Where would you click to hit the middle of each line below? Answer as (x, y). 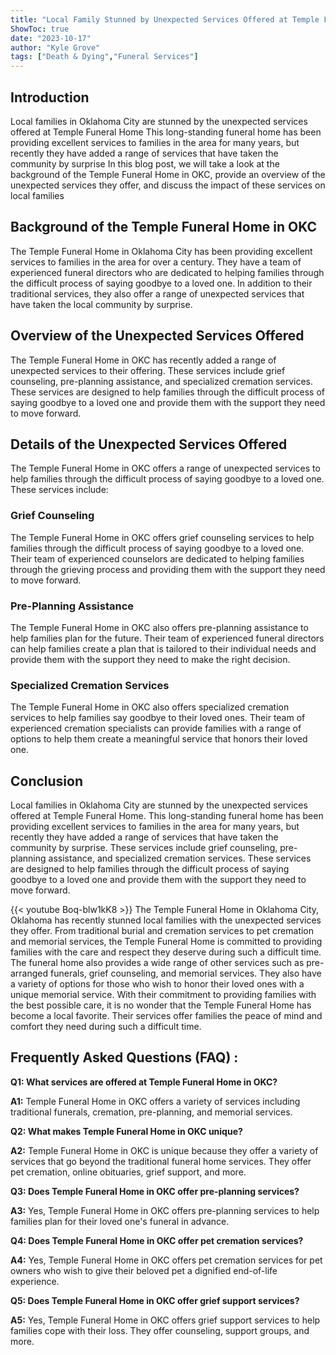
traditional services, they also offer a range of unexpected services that (157, 293)
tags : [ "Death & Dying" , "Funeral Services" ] (104, 57)
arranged (29, 973)
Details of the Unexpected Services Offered (149, 444)
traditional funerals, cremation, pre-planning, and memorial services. (151, 1112)
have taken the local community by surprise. (101, 304)
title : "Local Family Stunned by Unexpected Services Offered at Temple (165, 19)
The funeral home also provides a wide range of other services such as (157, 963)
